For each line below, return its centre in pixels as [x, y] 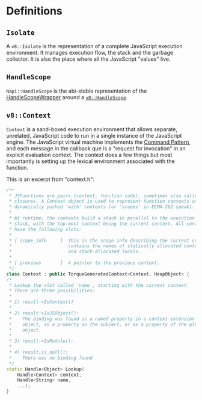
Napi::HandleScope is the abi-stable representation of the [77, 91]
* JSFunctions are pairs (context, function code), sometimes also [95, 196]
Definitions [35, 11]
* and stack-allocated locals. [75, 252]
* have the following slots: [45, 229]
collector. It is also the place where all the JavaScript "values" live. [88, 59]
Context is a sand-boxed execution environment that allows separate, [92, 129]
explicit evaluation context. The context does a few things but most [89, 155]
